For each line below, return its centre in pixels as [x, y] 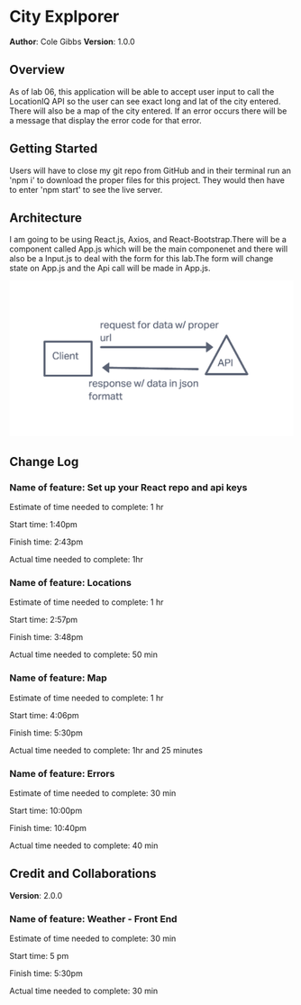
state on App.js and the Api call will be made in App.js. [110, 269]
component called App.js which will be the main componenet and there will [149, 249]
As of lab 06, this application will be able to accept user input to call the [142, 91]
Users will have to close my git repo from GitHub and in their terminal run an [150, 170]
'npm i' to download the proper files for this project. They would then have [147, 180]
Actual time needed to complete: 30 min [84, 991]
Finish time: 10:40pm [48, 828]
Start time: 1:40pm [44, 525]
